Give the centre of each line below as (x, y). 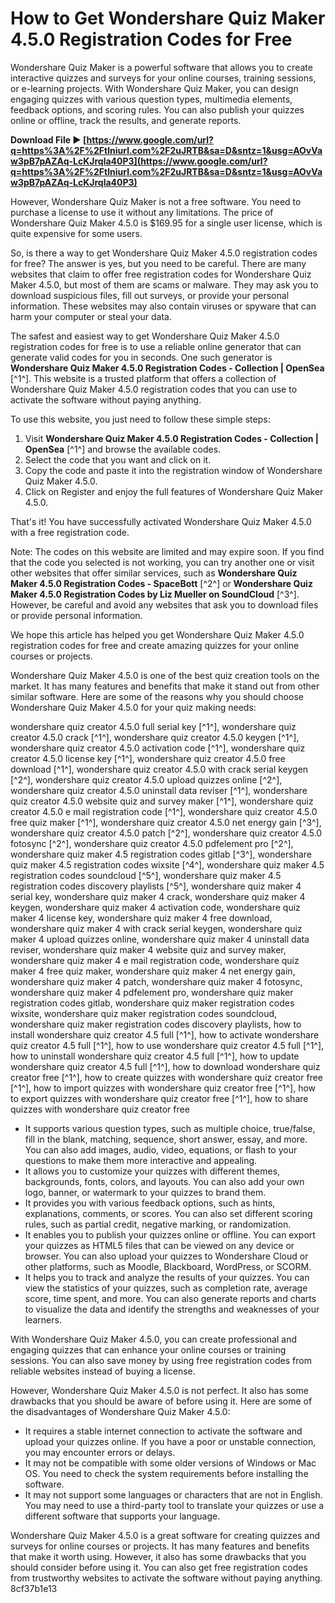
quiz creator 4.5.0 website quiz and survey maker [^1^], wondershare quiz (162, 801)
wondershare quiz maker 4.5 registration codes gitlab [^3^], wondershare (161, 854)
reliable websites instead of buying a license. (103, 1371)
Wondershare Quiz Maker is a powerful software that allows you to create (161, 67)
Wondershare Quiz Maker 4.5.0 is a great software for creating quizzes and (165, 1535)
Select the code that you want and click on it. (118, 459)
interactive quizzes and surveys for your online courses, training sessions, (163, 78)
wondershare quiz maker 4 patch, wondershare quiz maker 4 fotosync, (156, 981)
